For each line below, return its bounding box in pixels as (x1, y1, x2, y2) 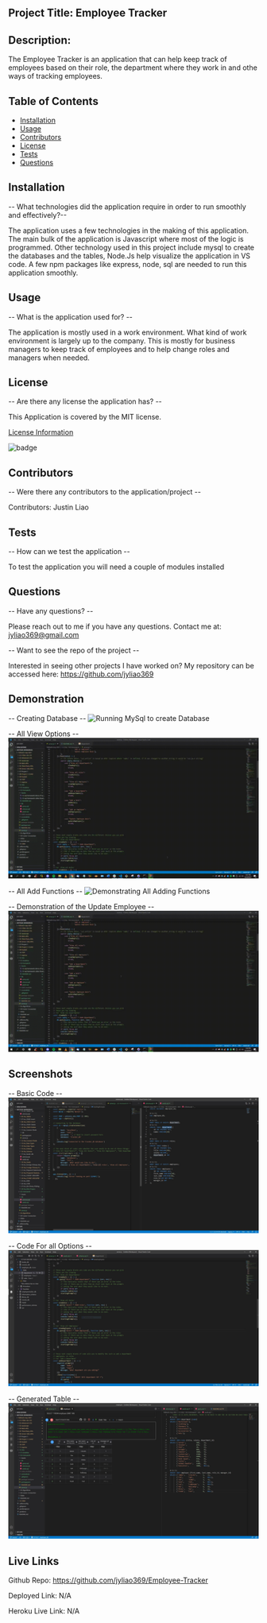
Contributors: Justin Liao (8, 502, 89, 512)
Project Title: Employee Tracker (8, 6, 168, 20)
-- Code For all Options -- (8, 1241, 93, 1251)
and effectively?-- (8, 210, 68, 219)
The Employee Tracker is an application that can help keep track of (8, 55, 228, 64)
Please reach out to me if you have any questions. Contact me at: (8, 622, 222, 631)
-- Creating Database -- (8, 713, 87, 722)
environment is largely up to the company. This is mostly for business (8, 335, 236, 345)
